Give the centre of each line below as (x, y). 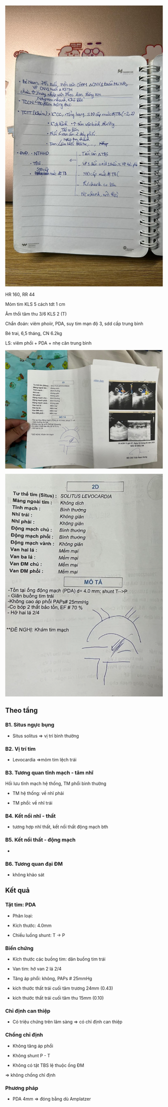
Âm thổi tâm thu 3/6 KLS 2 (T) (36, 314)
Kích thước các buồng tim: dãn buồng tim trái (59, 959)
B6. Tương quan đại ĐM (34, 864)
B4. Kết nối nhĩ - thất (30, 816)
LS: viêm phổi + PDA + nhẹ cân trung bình (48, 343)
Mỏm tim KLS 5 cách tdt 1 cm (35, 304)
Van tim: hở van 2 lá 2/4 (37, 969)
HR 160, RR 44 (20, 294)
